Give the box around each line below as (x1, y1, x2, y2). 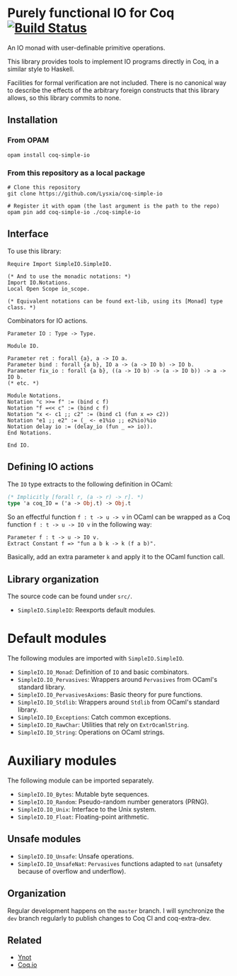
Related (7, 934, 42, 946)
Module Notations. (7, 392, 62, 399)
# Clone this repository (7, 184, 81, 191)
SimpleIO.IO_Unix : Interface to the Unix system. (17, 804, 157, 813)
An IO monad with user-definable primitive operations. (7, 43, 166, 52)
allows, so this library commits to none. (7, 94, 122, 102)
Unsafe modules (7, 833, 81, 845)
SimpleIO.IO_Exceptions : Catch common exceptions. (17, 713, 171, 722)
